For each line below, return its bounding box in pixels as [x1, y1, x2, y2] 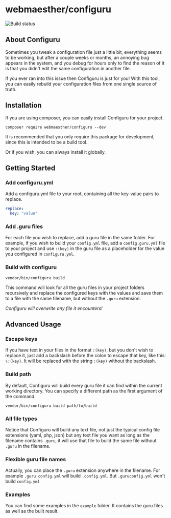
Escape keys [5, 335, 37, 342]
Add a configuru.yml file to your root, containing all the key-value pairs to [5, 191, 159, 197]
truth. [5, 86, 17, 92]
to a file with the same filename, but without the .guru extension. [5, 295, 141, 301]
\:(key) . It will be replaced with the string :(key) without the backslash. [5, 358, 157, 364]
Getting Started [5, 163, 56, 172]
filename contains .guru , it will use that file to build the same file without [5, 437, 157, 444]
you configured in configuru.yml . [5, 251, 75, 257]
